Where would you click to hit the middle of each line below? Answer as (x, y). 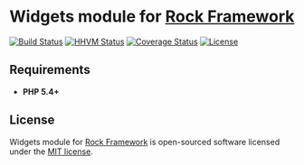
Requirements (50, 70)
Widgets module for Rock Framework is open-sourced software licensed (145, 142)
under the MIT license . (51, 151)
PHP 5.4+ (41, 91)
